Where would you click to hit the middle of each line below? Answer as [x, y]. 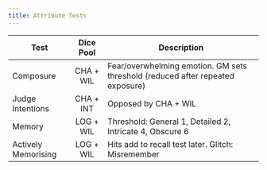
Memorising [35, 154]
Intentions [31, 108]
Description [181, 47]
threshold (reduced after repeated [170, 75]
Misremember [133, 154]
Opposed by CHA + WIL [152, 103]
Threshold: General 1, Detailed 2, [169, 122]
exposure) [126, 86]
